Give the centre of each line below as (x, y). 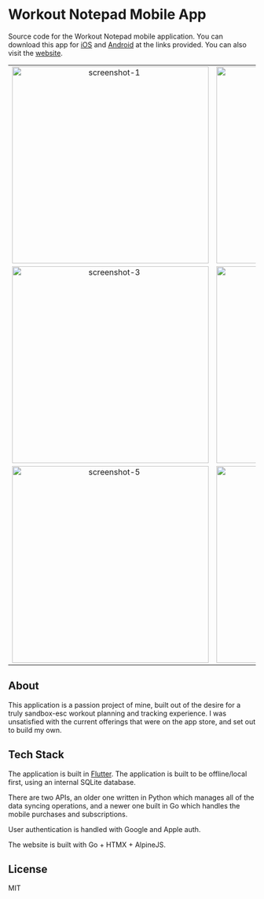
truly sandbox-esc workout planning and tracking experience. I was (117, 713)
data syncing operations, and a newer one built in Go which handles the (124, 805)
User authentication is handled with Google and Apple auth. (104, 829)
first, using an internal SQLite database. (72, 782)
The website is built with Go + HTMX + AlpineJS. (87, 845)
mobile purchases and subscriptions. (68, 814)
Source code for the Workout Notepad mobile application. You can (116, 36)
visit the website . (35, 53)
